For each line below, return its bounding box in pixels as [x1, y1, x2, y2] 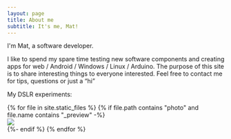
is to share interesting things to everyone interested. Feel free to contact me [7, 69, 223, 78]
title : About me [7, 17, 54, 23]
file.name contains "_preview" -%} [7, 111, 106, 119]
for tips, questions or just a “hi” [7, 77, 95, 85]
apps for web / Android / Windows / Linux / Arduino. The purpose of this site [7, 63, 225, 71]
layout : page [7, 10, 45, 17]
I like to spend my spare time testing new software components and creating [7, 55, 225, 63]
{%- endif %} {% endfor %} [7, 125, 86, 133]
